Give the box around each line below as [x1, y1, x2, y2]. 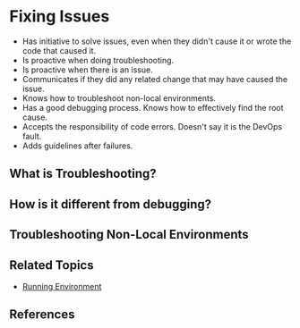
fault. [21, 130, 42, 141]
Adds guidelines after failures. [21, 140, 133, 151]
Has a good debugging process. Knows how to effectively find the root [21, 102, 284, 113]
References [9, 307, 75, 323]
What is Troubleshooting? [9, 166, 157, 181]
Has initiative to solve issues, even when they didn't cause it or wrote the [21, 36, 292, 46]
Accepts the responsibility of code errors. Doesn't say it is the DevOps [21, 121, 283, 131]
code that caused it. [21, 45, 97, 55]
